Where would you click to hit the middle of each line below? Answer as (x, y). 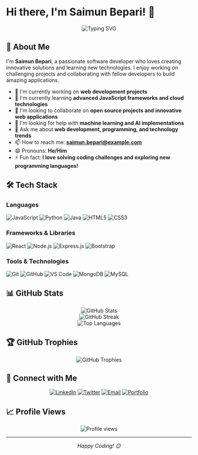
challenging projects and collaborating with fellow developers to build (90, 74)
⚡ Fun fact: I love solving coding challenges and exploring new (93, 157)
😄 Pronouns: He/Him (41, 151)
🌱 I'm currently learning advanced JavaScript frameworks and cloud (99, 97)
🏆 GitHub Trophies (42, 342)
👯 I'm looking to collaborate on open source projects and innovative (98, 110)
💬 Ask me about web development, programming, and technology (96, 129)
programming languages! (46, 165)
